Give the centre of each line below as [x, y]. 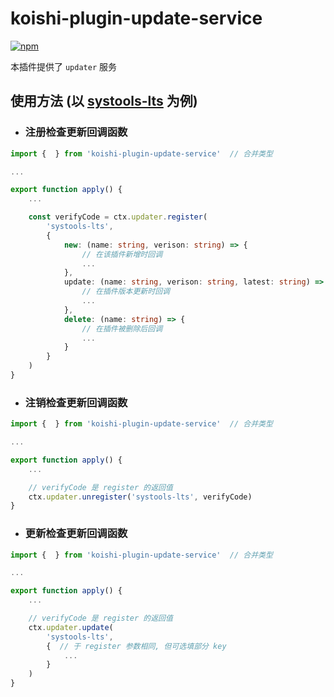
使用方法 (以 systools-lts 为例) [104, 101]
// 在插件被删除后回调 [122, 328]
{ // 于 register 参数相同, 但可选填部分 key [136, 646]
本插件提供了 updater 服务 [63, 66]
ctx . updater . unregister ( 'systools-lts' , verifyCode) [140, 497]
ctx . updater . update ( [71, 627]
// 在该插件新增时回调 [122, 254]
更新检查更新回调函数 [76, 534]
